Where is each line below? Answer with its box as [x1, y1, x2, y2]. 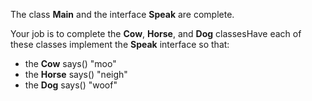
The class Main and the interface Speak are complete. [10, 9, 235, 20]
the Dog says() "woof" [24, 79, 118, 91]
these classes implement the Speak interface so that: [10, 39, 230, 50]
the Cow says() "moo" [24, 58, 117, 69]
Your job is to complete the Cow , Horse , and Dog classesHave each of [10, 28, 302, 39]
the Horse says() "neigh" [24, 69, 128, 80]
